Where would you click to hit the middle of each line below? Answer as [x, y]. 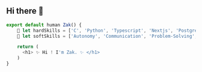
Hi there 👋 [25, 11]
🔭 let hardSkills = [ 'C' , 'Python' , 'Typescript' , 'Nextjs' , [95, 31]
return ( [28, 47]
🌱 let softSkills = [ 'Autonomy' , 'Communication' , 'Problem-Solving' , [107, 36]
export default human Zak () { [44, 25]
